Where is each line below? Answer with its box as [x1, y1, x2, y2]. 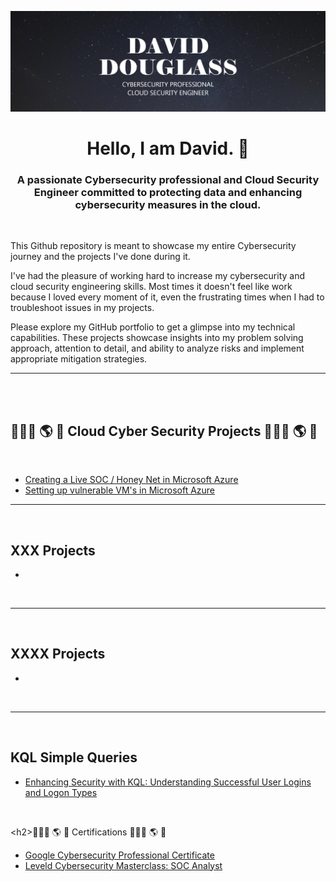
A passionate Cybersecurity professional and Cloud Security [16, 173, 320, 187]
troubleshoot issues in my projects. [10, 302, 155, 314]
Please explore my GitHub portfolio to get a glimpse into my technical [10, 321, 296, 333]
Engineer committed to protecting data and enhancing [33, 186, 303, 200]
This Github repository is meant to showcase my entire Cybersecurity [10, 240, 297, 252]
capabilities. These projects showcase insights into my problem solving [10, 332, 304, 344]
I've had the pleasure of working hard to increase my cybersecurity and [10, 270, 305, 282]
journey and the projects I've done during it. [10, 251, 191, 263]
